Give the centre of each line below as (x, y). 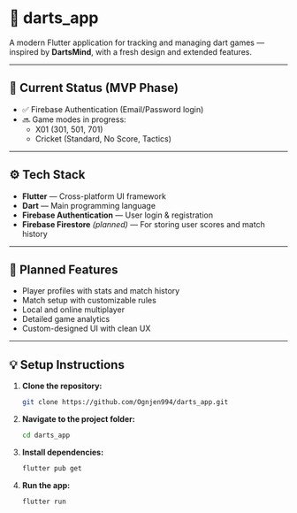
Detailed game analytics (66, 319)
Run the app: (46, 485)
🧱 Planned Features (64, 269)
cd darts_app (46, 436)
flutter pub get (52, 468)
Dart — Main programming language (89, 205)
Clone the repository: (62, 386)
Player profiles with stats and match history (101, 291)
